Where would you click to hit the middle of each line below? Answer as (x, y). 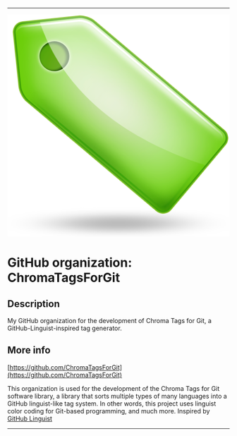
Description (34, 304)
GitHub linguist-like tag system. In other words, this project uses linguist (112, 404)
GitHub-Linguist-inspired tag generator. (65, 328)
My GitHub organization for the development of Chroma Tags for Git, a (109, 321)
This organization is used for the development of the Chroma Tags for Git (114, 388)
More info (29, 350)
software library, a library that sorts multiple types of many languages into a (117, 396)
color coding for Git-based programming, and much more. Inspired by (109, 411)
